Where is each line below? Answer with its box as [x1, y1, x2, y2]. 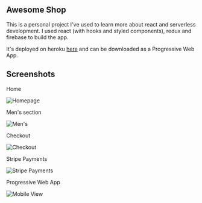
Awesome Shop [6, 5, 66, 15]
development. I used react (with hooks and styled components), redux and [6, 27, 192, 34]
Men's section [6, 108, 42, 116]
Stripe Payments [6, 155, 48, 162]
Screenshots [6, 69, 55, 80]
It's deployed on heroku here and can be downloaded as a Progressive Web [6, 45, 195, 52]
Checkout [6, 132, 31, 139]
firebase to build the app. [6, 33, 69, 41]
